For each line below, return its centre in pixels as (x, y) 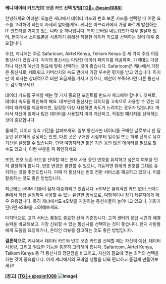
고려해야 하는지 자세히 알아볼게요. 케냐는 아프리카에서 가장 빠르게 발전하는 (86, 25)
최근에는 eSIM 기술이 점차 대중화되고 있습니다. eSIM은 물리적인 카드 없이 (76, 189)
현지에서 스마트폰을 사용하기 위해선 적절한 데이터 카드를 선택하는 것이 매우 (83, 37)
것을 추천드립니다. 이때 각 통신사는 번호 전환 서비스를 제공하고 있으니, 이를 (89, 172)
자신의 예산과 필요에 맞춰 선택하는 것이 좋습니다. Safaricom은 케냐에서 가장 (87, 66)
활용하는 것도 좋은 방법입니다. (34, 178)
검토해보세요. (23, 85)
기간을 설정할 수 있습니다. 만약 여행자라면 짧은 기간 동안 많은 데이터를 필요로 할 (81, 143)
